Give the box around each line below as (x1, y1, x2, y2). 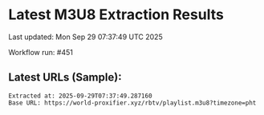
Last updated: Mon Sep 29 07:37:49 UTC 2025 (8, 32, 163, 42)
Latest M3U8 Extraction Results (8, 6, 225, 24)
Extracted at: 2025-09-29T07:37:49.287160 (8, 92, 152, 100)
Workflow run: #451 (8, 47, 74, 57)
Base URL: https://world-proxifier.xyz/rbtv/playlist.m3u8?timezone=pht (8, 98, 257, 107)
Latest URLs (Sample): (8, 70, 122, 85)
